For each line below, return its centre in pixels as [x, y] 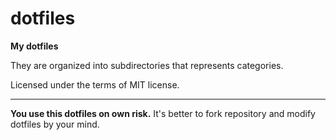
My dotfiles [34, 46]
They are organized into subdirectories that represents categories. [147, 65]
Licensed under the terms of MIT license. [95, 84]
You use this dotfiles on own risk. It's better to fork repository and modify [163, 113]
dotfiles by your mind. [55, 124]
